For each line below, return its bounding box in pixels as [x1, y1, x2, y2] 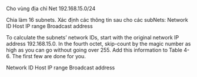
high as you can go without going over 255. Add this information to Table [6, 46, 182, 53]
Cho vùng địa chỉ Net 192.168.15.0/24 [6, 5, 96, 12]
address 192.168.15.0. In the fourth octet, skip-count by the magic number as [6, 41, 191, 47]
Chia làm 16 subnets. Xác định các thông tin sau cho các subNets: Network [6, 16, 188, 23]
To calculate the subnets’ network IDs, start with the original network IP [6, 34, 179, 41]
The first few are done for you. [12, 53, 86, 59]
